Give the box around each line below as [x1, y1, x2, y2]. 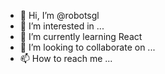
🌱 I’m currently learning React [19, 31, 143, 42]
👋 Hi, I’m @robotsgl [19, 10, 100, 21]
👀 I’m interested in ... [19, 20, 105, 32]
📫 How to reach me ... [19, 53, 113, 64]
